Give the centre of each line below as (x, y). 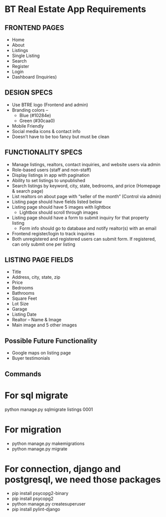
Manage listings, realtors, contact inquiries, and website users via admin (86, 164)
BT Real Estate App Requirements (76, 9)
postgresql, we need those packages (83, 479)
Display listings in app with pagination (51, 175)
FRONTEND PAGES (34, 28)
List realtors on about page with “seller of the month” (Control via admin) (86, 196)
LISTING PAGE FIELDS (39, 260)
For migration (33, 429)
